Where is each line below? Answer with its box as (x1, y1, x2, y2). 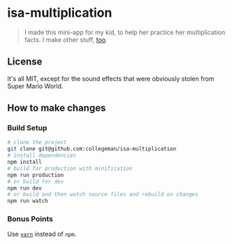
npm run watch (7, 197, 49, 204)
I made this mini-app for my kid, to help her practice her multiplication (24, 28, 226, 36)
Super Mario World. (7, 82, 64, 90)
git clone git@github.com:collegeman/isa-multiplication (7, 146, 177, 153)
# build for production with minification (7, 164, 133, 172)
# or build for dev (7, 178, 64, 185)
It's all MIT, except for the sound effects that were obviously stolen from (7, 74, 215, 83)
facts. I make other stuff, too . (24, 35, 108, 43)
